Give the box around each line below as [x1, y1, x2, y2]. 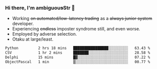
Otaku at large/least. [12, 36, 53, 42]
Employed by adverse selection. [12, 31, 77, 37]
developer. [12, 21, 34, 26]
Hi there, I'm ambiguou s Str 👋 [5, 4, 75, 11]
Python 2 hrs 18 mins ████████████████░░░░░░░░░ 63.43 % [5, 46, 151, 51]
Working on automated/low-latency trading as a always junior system [12, 16, 153, 22]
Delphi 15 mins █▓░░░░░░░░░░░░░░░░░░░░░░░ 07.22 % [5, 55, 151, 60]
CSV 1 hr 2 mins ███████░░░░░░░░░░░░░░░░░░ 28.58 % [5, 50, 151, 55]
